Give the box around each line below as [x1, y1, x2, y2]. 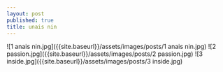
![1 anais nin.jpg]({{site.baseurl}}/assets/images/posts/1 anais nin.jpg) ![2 [6, 43, 217, 51]
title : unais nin [6, 23, 57, 30]
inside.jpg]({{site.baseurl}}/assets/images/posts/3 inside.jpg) [6, 57, 183, 66]
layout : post [6, 10, 45, 17]
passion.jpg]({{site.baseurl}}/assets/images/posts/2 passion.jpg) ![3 [6, 50, 203, 58]
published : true [6, 17, 54, 24]
